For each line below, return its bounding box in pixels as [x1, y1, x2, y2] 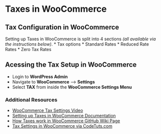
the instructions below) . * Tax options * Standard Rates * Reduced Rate [5, 41, 149, 47]
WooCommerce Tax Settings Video [12, 107, 83, 113]
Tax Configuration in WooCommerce [5, 23, 119, 31]
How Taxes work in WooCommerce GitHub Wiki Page [12, 118, 120, 124]
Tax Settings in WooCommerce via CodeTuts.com [12, 123, 113, 129]
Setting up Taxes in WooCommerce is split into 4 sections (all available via [5, 36, 156, 42]
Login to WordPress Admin [12, 74, 68, 80]
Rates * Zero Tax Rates [5, 47, 52, 52]
